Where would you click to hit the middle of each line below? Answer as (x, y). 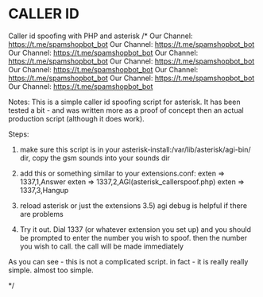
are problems (41, 214)
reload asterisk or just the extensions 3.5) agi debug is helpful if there (133, 205)
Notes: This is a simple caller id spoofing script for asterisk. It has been (124, 102)
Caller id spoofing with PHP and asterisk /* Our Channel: (101, 36)
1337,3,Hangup (44, 190)
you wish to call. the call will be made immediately (102, 246)
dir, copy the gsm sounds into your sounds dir (95, 158)
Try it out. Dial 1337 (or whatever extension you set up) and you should (135, 229)
